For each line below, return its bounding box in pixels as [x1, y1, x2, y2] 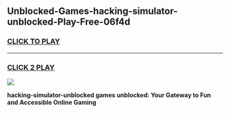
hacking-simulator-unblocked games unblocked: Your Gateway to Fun [7, 90, 212, 99]
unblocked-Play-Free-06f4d [7, 16, 131, 28]
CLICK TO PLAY [7, 37, 60, 47]
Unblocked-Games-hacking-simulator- [7, 5, 178, 17]
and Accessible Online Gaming [7, 98, 97, 106]
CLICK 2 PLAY [7, 62, 55, 72]
